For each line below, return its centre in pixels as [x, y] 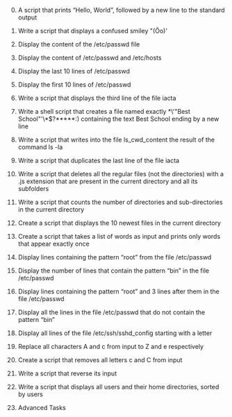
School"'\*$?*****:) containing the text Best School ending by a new [118, 119]
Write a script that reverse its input [67, 373]
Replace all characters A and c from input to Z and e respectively [111, 347]
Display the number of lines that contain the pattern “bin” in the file [114, 271]
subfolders [33, 189]
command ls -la [40, 147]
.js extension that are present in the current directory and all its [108, 181]
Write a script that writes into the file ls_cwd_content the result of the [116, 139]
